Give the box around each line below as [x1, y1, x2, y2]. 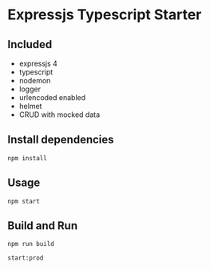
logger [18, 84, 42, 94]
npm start [7, 197, 41, 205]
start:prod [7, 254, 44, 262]
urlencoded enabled [18, 93, 86, 102]
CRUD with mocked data [18, 110, 101, 119]
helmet [18, 102, 42, 111]
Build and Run [7, 219, 77, 233]
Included [7, 38, 53, 51]
